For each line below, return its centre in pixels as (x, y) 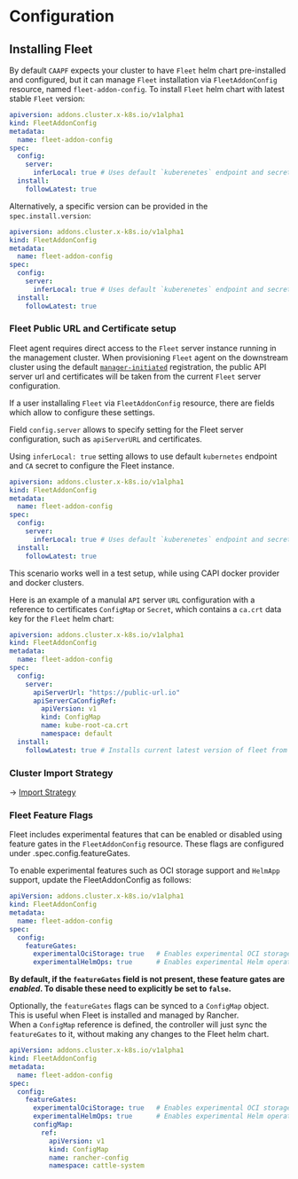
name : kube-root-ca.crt (85, 726)
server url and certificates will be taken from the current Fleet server (135, 376)
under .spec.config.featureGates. (70, 853)
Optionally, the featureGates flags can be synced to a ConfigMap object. (139, 1006)
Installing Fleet (51, 49)
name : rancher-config (88, 1158)
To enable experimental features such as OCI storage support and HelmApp (145, 870)
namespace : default (77, 734)
